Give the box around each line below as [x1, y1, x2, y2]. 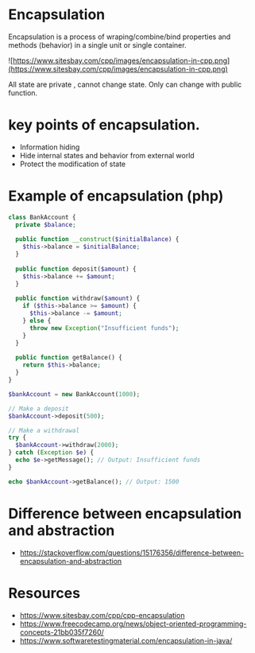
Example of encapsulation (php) [8, 187, 224, 205]
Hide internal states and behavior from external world [19, 150, 195, 160]
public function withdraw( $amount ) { [15, 294, 141, 303]
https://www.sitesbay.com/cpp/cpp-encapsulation [19, 610, 185, 620]
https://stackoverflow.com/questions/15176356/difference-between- [19, 547, 245, 558]
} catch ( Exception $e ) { [8, 449, 94, 457]
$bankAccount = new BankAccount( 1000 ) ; [8, 390, 141, 398]
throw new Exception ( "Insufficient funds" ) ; [29, 324, 180, 332]
